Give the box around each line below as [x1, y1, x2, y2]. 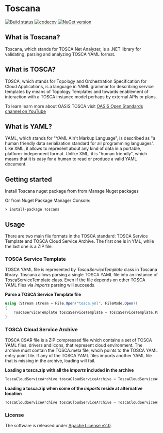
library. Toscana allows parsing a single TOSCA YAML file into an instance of [5, 272, 158, 278]
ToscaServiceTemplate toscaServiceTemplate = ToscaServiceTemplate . [14, 310, 155, 315]
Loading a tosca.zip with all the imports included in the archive [5, 367, 134, 373]
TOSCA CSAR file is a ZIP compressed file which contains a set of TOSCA [5, 337, 152, 343]
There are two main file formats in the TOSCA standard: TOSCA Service [5, 233, 148, 239]
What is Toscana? [5, 33, 60, 41]
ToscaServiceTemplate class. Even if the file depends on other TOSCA [5, 277, 146, 283]
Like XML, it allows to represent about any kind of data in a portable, [5, 145, 142, 151]
